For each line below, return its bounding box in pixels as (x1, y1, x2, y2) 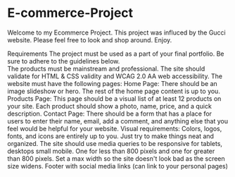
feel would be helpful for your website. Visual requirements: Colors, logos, (7, 124, 222, 133)
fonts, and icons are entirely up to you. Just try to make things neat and (7, 132, 215, 140)
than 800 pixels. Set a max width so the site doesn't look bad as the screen (7, 154, 225, 163)
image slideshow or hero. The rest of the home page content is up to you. (7, 87, 220, 95)
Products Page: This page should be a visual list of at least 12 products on (7, 94, 222, 103)
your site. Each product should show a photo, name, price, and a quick (7, 102, 212, 110)
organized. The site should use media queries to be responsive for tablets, (7, 139, 223, 147)
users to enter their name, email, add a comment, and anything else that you (7, 116, 229, 125)
